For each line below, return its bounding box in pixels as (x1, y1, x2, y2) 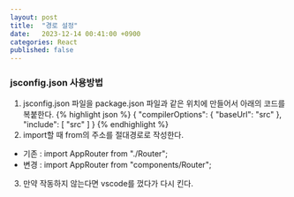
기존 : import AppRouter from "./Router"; (22, 148, 169, 159)
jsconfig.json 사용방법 (10, 77, 104, 89)
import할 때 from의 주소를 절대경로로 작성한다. (22, 130, 185, 140)
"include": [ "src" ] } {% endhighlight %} (22, 119, 169, 130)
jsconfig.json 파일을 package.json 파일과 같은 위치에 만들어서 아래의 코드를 (22, 98, 286, 109)
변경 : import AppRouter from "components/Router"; (22, 160, 212, 170)
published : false (10, 46, 74, 55)
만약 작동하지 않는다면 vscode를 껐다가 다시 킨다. (22, 178, 193, 189)
